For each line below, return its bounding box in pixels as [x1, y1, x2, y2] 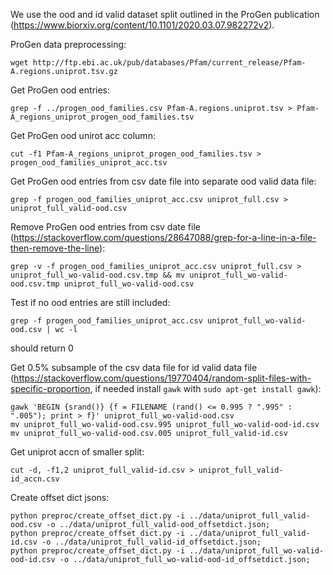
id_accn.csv [10, 474, 60, 484]
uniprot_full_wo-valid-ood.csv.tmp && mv [10, 270, 186, 280]
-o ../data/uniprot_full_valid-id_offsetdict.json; [41, 537, 262, 547]
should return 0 [10, 342, 74, 354]
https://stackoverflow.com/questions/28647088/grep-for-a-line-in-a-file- [13, 232, 317, 243]
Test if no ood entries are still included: [10, 297, 171, 308]
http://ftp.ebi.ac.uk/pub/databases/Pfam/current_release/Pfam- [32, 58, 307, 68]
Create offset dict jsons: [10, 492, 110, 503]
